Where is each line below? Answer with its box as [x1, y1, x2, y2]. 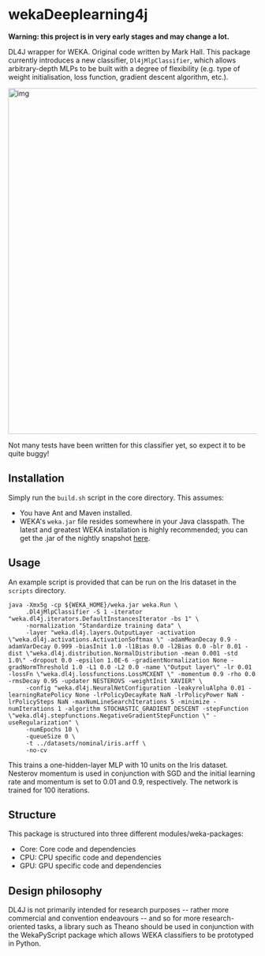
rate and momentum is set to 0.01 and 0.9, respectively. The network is [8, 777, 239, 786]
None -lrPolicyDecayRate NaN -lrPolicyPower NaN [75, 690, 238, 699]
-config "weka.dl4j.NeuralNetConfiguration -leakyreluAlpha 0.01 [25, 684, 245, 692]
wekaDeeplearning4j [8, 6, 148, 24]
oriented [8, 922, 35, 931]
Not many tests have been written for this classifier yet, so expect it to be [8, 440, 246, 450]
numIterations [8, 705, 55, 712]
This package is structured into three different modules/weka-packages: [8, 829, 244, 839]
